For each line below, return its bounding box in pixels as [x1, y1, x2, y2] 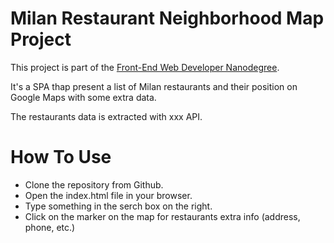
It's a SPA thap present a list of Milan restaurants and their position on [10, 80, 298, 92]
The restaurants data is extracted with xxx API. [10, 110, 203, 122]
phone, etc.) [24, 221, 76, 233]
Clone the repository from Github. [24, 178, 164, 191]
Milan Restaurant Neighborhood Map [10, 7, 325, 30]
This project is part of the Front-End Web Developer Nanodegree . [10, 61, 280, 73]
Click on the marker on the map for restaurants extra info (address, [24, 210, 301, 222]
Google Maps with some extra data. [10, 91, 157, 103]
